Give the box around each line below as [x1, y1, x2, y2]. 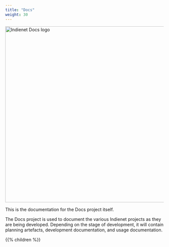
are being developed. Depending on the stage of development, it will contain [5, 221, 164, 227]
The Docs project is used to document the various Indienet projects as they [5, 216, 161, 222]
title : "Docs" [5, 7, 35, 13]
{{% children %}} [5, 236, 41, 242]
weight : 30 [5, 12, 28, 17]
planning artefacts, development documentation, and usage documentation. [5, 227, 162, 233]
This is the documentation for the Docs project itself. [5, 206, 114, 212]
